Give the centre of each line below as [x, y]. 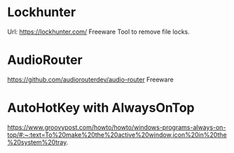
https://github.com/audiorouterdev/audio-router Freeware [90, 79]
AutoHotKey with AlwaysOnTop [101, 108]
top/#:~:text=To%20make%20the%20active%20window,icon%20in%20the [117, 135]
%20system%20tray [37, 142]
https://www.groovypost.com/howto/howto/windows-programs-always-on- [117, 127]
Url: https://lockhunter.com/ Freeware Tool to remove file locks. [99, 32]
